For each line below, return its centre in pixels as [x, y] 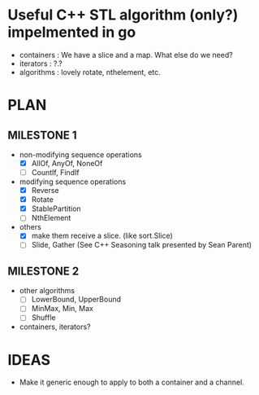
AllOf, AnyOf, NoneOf [67, 163]
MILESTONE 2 [43, 271]
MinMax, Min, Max [63, 309]
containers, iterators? [55, 327]
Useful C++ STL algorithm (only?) [123, 15]
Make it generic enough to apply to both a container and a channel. [132, 382]
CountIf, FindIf [55, 172]
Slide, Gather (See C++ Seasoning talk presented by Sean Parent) [142, 245]
